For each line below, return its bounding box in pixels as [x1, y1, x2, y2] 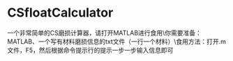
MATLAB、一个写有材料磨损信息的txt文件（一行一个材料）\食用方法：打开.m [7, 37, 227, 46]
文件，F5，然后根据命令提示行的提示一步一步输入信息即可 [7, 46, 174, 54]
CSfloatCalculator [7, 5, 114, 21]
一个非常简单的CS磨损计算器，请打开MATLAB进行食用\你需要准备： [7, 28, 202, 37]
